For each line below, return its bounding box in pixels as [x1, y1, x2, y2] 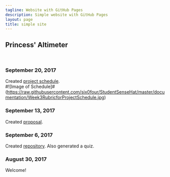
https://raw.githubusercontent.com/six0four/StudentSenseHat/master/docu [7, 89, 165, 95]
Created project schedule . [5, 78, 60, 84]
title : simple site [5, 21, 47, 27]
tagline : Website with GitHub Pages [5, 7, 83, 13]
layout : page [5, 17, 33, 22]
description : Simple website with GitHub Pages [5, 12, 108, 17]
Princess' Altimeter [5, 40, 68, 49]
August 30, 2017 [5, 156, 47, 163]
